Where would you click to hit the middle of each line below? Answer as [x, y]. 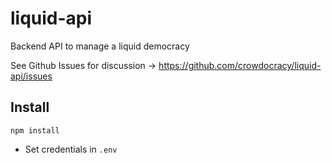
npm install [35, 130]
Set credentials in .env [71, 149]
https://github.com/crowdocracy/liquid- [240, 65]
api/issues [31, 76]
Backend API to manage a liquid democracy [100, 46]
